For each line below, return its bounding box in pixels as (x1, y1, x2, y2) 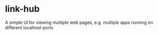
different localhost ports (5, 24, 54, 30)
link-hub (5, 3, 40, 15)
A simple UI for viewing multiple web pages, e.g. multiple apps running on (5, 19, 153, 25)
